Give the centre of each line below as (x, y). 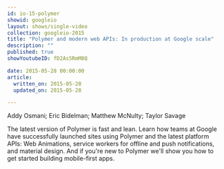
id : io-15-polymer (33, 13)
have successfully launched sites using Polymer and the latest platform (108, 137)
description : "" (30, 46)
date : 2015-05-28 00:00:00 (46, 71)
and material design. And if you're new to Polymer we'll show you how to (110, 151)
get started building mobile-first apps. (61, 159)
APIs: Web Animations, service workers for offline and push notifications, (111, 144)
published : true (30, 52)
